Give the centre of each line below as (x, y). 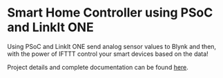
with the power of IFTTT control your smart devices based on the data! (108, 54)
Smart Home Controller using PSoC (110, 13)
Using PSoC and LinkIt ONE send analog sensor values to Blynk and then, (111, 46)
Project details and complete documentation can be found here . (98, 67)
